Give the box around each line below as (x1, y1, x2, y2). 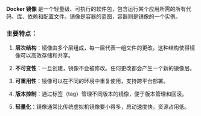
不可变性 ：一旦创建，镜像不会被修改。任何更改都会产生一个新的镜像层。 (14, 65, 195, 72)
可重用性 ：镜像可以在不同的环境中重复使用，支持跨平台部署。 (14, 77, 169, 85)
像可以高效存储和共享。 (14, 52, 74, 59)
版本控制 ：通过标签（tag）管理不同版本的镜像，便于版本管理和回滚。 (14, 90, 187, 98)
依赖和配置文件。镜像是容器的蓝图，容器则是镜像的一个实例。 (27, 13, 181, 20)
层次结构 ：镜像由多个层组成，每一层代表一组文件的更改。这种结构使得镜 (14, 44, 195, 51)
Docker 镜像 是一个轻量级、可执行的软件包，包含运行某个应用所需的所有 (6, 5, 187, 12)
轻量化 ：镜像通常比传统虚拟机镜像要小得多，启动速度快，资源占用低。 (14, 103, 190, 111)
